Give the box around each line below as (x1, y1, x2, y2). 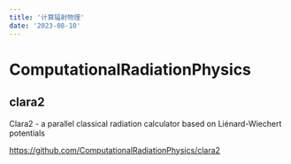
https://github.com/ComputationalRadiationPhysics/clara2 (9, 144, 221, 155)
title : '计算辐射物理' (9, 12, 85, 22)
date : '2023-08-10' (9, 21, 81, 30)
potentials (9, 128, 46, 138)
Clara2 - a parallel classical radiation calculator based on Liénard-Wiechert (9, 118, 282, 129)
